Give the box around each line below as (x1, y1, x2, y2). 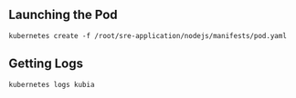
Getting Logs (8, 56, 84, 72)
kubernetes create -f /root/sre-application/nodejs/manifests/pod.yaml (8, 31, 287, 40)
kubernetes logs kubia (8, 80, 95, 89)
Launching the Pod (8, 7, 118, 23)
